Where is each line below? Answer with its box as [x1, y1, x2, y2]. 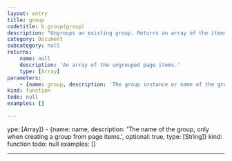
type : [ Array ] [19, 68, 60, 75]
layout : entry [7, 10, 48, 17]
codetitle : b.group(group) [7, 23, 85, 30]
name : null [19, 55, 51, 62]
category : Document [7, 36, 64, 43]
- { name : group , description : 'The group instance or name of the [19, 81, 215, 88]
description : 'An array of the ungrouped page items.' [19, 61, 181, 68]
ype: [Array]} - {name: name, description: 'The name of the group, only [7, 125, 209, 133]
